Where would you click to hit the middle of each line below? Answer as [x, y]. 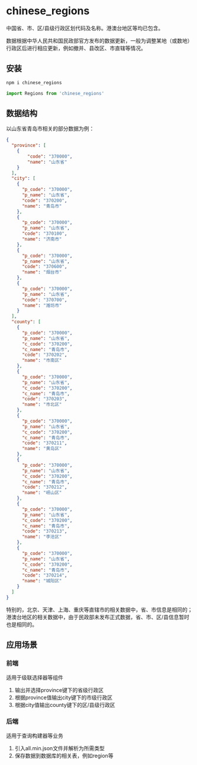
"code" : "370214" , [44, 576]
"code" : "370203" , [44, 399]
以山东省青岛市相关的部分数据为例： [50, 129]
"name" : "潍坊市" [42, 305]
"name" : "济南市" [42, 239]
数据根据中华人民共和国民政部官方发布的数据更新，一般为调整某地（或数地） [99, 40]
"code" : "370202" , [44, 355]
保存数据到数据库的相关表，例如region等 [64, 756]
